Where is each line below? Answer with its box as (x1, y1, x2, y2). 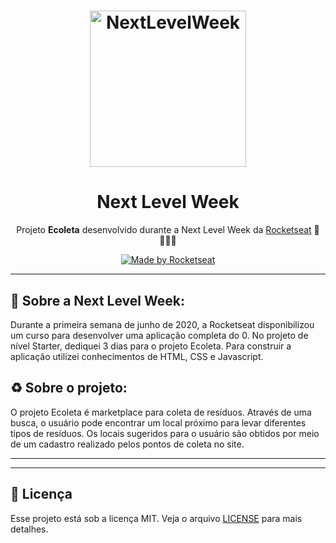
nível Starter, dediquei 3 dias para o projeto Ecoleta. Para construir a (10, 340, 292, 352)
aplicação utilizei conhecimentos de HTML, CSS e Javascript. (10, 350, 264, 362)
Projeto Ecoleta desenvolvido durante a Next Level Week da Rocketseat (16, 224, 312, 236)
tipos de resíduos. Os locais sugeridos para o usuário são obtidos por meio (10, 427, 320, 439)
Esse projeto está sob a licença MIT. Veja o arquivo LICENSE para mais (10, 512, 303, 524)
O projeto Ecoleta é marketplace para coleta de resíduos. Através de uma (10, 406, 312, 418)
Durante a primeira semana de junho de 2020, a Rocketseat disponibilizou (10, 318, 315, 330)
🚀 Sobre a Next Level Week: (10, 292, 185, 309)
